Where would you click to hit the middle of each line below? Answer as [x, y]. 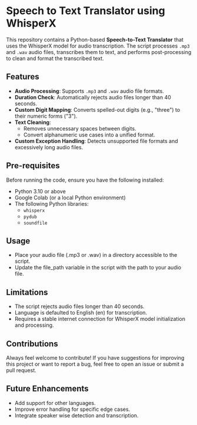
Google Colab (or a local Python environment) [70, 198]
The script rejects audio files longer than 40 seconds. [79, 306]
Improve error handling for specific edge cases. [72, 409]
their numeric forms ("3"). [46, 116]
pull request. [21, 370]
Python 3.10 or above [40, 191]
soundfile [36, 223]
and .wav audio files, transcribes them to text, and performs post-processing [99, 52]
